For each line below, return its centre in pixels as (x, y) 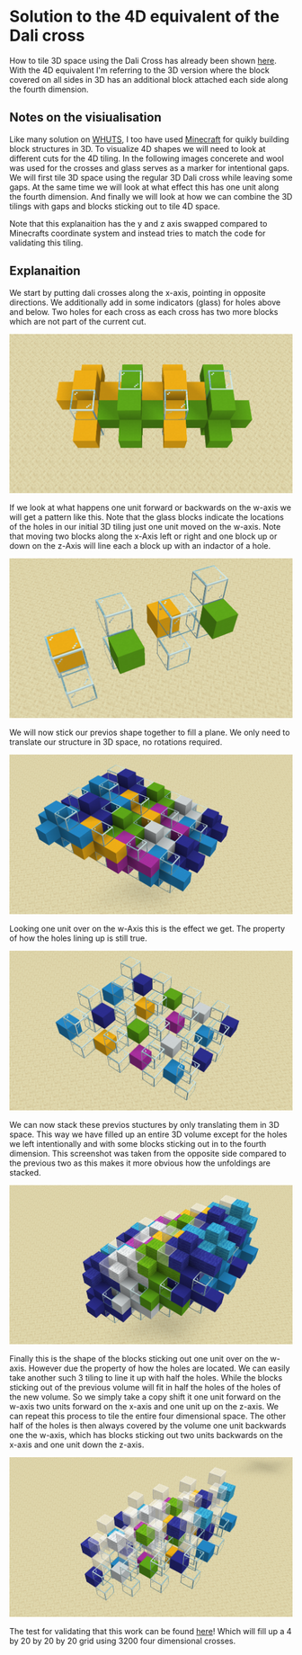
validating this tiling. (46, 242)
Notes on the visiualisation (85, 117)
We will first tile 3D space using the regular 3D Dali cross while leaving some (151, 177)
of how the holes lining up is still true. (78, 938)
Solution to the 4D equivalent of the (145, 17)
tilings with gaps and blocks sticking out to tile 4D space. (115, 206)
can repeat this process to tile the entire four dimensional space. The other (147, 1416)
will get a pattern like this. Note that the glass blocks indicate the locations (147, 517)
